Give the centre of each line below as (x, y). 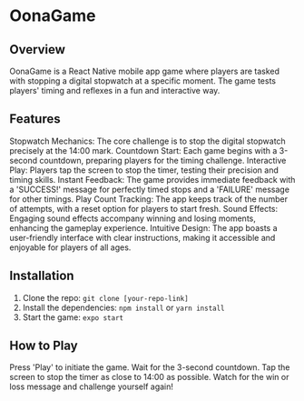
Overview (38, 50)
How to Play (44, 346)
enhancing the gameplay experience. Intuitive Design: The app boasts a (144, 227)
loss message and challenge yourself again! (92, 386)
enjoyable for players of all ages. (70, 247)
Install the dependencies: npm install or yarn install (123, 307)
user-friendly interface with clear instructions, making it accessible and (142, 237)
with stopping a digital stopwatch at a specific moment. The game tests (143, 81)
